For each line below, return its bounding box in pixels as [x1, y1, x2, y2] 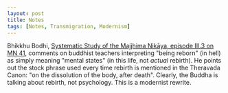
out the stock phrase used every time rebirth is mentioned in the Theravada [7, 63, 221, 72]
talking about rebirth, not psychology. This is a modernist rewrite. [7, 79, 192, 87]
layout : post [7, 10, 45, 17]
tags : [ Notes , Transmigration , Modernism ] [7, 23, 130, 30]
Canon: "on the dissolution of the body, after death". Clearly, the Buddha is [7, 71, 218, 79]
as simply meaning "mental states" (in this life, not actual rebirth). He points [7, 56, 222, 65]
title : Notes [7, 17, 45, 23]
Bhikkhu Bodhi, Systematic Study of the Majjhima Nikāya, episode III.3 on [7, 42, 214, 50]
